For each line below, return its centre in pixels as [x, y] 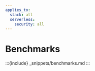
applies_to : [18, 10]
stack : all [21, 15]
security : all [29, 24]
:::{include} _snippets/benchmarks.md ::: [48, 63]
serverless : [23, 19]
